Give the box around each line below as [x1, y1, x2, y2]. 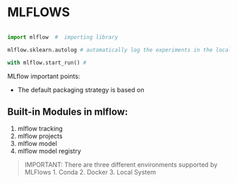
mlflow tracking [17, 125, 63, 133]
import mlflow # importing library [7, 33, 119, 41]
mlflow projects [17, 132, 63, 141]
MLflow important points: [7, 72, 80, 80]
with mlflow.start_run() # [7, 59, 87, 66]
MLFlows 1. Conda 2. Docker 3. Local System [24, 168, 157, 177]
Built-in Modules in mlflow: [7, 106, 128, 118]
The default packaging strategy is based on [17, 85, 145, 94]
